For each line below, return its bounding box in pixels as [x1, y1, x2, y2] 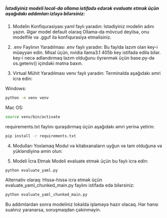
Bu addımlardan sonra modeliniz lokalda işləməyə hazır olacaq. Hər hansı [5, 201, 159, 207]
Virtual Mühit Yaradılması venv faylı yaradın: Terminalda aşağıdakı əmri [12, 70, 161, 76]
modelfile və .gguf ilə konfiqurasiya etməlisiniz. [12, 34, 112, 40]
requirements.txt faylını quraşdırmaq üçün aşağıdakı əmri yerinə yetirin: [5, 123, 155, 129]
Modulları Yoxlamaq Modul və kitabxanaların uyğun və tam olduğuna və [12, 143, 162, 149]
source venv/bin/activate [5, 114, 60, 119]
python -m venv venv [5, 95, 49, 100]
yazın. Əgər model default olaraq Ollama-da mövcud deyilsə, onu [12, 29, 149, 35]
